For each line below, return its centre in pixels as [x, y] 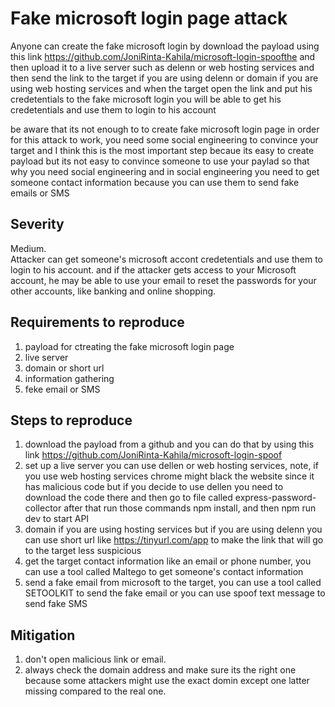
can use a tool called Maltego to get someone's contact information [164, 572]
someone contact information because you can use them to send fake [155, 182]
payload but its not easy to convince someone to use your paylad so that [160, 161]
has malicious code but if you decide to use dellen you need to [154, 487]
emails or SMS [40, 193]
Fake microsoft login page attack [149, 18]
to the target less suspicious [83, 551]
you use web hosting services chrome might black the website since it [169, 476]
